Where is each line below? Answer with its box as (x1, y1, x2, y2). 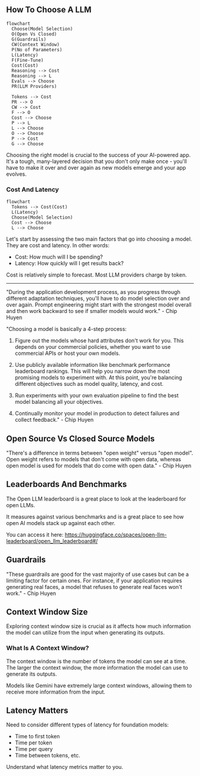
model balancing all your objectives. (14, 398, 104, 406)
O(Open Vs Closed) (11, 31, 58, 37)
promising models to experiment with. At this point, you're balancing (14, 374, 183, 381)
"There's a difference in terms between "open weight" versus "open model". (6, 449, 193, 456)
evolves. (6, 170, 27, 177)
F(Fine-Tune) (11, 57, 44, 63)
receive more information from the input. (6, 688, 106, 695)
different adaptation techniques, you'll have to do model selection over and (6, 295, 190, 302)
